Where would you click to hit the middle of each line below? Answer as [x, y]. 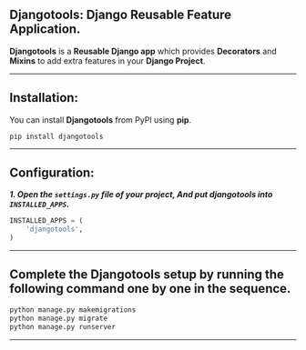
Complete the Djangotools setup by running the [147, 275]
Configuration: [52, 173]
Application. [45, 30]
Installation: [44, 98]
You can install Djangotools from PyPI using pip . [101, 120]
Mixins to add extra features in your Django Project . [107, 60]
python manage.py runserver [63, 326]
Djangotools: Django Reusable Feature [121, 15]
